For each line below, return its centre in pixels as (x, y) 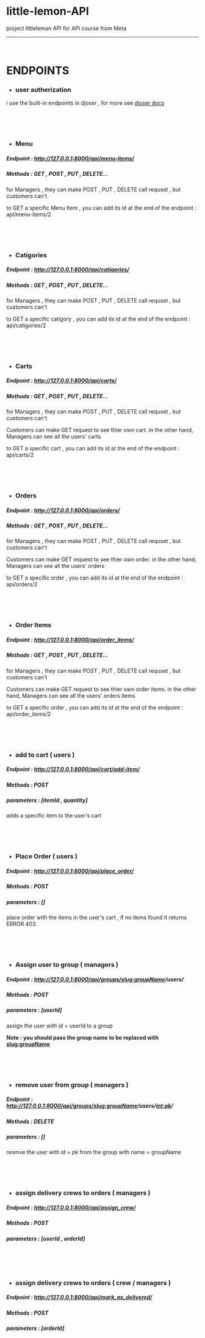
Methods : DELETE (30, 1121)
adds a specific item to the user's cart (54, 815)
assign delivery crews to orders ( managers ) (83, 1193)
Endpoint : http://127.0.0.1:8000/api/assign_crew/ (71, 1208)
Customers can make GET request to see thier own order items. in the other (101, 689)
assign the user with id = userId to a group (59, 1026)
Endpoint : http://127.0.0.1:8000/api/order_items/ (70, 640)
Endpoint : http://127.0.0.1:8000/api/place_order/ (70, 871)
